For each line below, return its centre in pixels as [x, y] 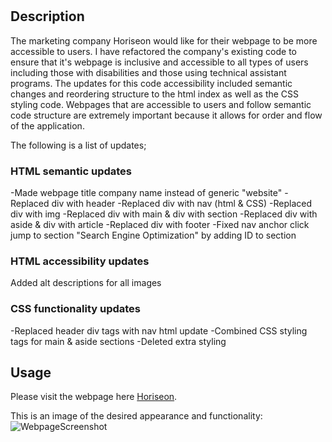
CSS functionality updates [76, 309]
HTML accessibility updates [80, 261]
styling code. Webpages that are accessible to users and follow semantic [161, 104]
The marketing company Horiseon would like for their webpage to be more [164, 40]
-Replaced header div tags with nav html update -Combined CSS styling [159, 330]
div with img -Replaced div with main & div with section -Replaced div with [164, 214]
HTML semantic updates [71, 171]
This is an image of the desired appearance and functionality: [136, 416]
